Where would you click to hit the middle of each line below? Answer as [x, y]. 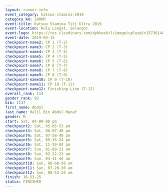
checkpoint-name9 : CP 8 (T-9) [37, 75]
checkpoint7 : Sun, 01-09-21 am [38, 149]
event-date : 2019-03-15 [30, 38]
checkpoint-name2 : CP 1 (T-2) [37, 42]
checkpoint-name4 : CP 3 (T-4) [37, 51]
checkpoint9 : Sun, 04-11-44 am [38, 158]
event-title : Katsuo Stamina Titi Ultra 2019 [53, 24]
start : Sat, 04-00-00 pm [31, 121]
